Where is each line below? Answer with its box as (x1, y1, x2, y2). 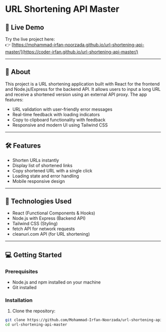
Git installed (12, 285, 37, 290)
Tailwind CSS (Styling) (12, 221, 58, 227)
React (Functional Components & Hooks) (12, 210, 95, 216)
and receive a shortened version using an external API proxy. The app (5, 91, 147, 97)
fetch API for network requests (12, 226, 75, 232)
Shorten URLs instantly (12, 157, 59, 163)
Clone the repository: (12, 308, 56, 314)
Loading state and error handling (12, 173, 79, 179)
